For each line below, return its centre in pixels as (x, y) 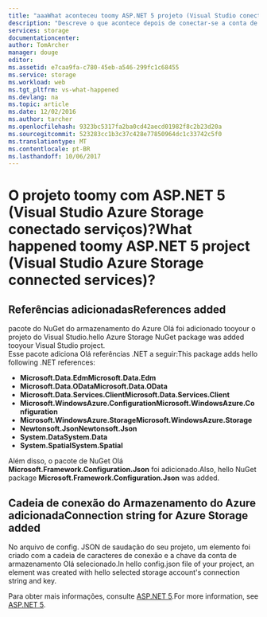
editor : (21, 61)
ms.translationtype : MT (48, 141)
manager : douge (33, 53)
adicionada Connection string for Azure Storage (128, 515)
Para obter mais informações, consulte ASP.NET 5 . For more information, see (133, 596)
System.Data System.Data (64, 437)
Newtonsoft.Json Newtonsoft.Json (78, 429)
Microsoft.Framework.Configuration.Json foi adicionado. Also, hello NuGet (132, 470)
